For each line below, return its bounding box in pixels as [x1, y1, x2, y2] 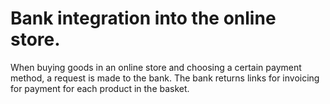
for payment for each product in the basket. [10, 82, 190, 94]
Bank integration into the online [10, 7, 277, 30]
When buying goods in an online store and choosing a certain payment [10, 61, 302, 73]
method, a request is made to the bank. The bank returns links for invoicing [10, 72, 320, 84]
